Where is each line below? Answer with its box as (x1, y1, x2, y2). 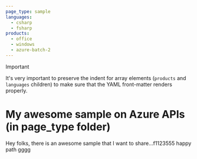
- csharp (11, 19, 32, 25)
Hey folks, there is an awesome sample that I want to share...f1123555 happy (5, 140, 192, 147)
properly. (5, 87, 28, 94)
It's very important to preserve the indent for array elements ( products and (5, 74, 186, 81)
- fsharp (11, 25, 32, 31)
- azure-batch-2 (11, 47, 51, 53)
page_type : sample (5, 8, 51, 15)
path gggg (5, 145, 31, 153)
